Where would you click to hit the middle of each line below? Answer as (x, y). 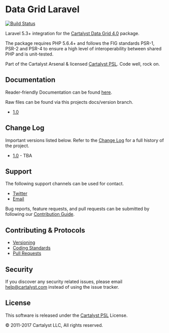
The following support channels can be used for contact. (65, 184)
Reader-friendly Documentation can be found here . (59, 92)
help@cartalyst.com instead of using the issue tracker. (62, 287)
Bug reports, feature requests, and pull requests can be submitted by (77, 209)
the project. (17, 146)
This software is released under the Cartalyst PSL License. (66, 315)
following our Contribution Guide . (40, 214)
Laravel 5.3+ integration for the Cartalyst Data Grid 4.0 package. (72, 33)
